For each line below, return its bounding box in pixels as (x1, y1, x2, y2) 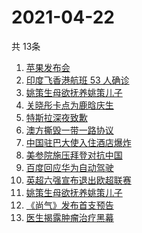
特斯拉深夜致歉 (25, 111, 88, 123)
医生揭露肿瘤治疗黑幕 (25, 211, 114, 223)
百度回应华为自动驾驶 (25, 161, 114, 173)
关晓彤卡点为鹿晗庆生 (25, 99, 114, 111)
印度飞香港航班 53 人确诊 (25, 74, 130, 86)
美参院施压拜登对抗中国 (25, 149, 123, 161)
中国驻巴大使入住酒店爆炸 (25, 136, 132, 148)
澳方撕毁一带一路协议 (25, 124, 114, 136)
